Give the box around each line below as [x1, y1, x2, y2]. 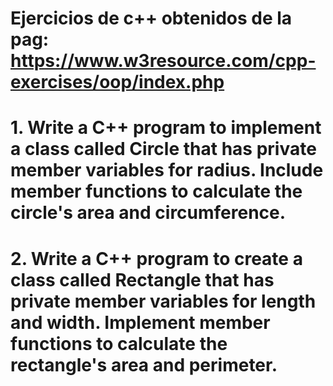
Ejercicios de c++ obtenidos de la [10, 7, 293, 30]
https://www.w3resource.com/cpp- [10, 50, 317, 72]
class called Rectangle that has [10, 268, 275, 291]
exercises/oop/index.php [10, 71, 225, 94]
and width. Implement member [10, 311, 271, 334]
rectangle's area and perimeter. [10, 353, 278, 376]
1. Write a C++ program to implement [10, 117, 322, 139]
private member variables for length [10, 290, 317, 312]
